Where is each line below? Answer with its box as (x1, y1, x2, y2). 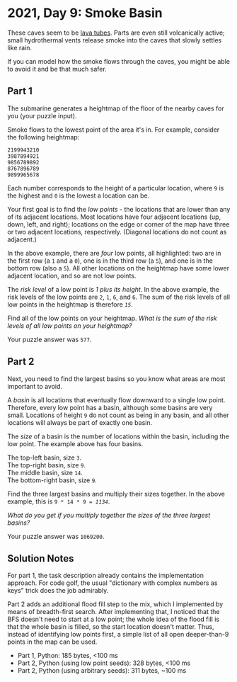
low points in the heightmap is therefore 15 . (7, 300, 133, 309)
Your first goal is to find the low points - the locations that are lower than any (7, 205, 231, 213)
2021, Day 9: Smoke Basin (7, 5, 163, 21)
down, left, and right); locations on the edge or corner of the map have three (7, 220, 230, 228)
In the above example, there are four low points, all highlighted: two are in (7, 249, 221, 257)
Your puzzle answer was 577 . (7, 335, 92, 343)
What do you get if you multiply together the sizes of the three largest (7, 511, 211, 519)
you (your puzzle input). (7, 111, 77, 120)
